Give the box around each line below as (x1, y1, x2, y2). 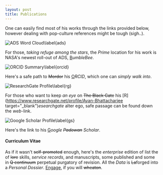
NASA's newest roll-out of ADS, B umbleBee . (5, 54, 94, 60)
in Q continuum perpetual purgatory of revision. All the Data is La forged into (5, 159, 159, 165)
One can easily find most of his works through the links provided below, (5, 25, 150, 31)
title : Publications (5, 12, 47, 17)
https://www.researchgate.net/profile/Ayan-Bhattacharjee (6, 97, 123, 103)
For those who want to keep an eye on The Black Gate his (5, 92, 121, 98)
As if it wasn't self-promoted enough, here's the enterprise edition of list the (5, 149, 158, 154)
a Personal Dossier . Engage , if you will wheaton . (5, 164, 103, 170)
